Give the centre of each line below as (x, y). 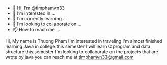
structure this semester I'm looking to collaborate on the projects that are (82, 52)
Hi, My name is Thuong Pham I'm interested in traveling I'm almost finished (84, 41)
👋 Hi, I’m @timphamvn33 (38, 8)
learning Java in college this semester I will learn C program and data (78, 46)
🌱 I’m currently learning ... (40, 18)
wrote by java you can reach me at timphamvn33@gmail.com (69, 57)
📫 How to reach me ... (36, 29)
